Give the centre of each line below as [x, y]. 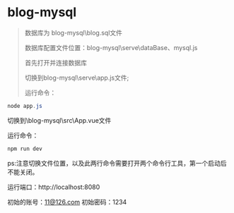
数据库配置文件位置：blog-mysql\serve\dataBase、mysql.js [111, 47]
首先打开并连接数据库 [55, 62]
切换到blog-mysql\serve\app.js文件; [77, 78]
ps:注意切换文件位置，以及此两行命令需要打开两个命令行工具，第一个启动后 [117, 163]
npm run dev [25, 149]
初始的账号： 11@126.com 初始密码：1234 [67, 202]
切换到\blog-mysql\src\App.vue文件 [59, 120]
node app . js [25, 106]
